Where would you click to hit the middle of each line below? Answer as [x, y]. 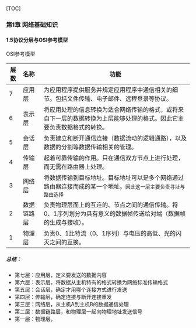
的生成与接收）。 [66, 223]
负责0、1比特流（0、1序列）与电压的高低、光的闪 [113, 234]
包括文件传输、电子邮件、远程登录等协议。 [114, 99]
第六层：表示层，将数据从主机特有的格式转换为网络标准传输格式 [91, 282]
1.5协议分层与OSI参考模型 [37, 40]
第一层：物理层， [35, 319]
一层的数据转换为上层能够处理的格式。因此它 [117, 118]
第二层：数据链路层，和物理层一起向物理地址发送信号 [78, 312]
